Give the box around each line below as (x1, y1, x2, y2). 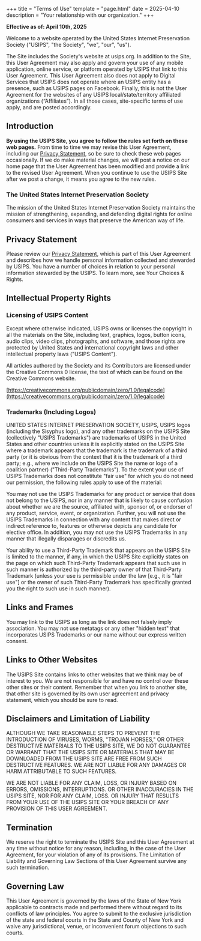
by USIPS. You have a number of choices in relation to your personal (6, 262, 175, 270)
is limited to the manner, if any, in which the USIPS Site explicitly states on (6, 552, 189, 560)
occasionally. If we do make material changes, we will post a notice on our (6, 156, 190, 163)
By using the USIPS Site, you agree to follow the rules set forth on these (6, 137, 188, 144)
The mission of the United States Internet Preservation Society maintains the (6, 204, 196, 211)
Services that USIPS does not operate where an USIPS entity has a (6, 78, 171, 85)
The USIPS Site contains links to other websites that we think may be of (6, 671, 183, 678)
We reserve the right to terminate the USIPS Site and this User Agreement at (6, 838, 195, 846)
